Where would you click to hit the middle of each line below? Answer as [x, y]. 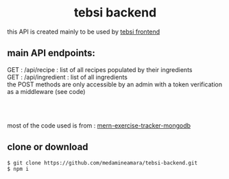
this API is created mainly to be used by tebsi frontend [84, 32]
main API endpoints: [51, 53]
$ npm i [18, 169]
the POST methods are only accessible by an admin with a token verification [115, 84]
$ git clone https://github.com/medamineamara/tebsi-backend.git [102, 163]
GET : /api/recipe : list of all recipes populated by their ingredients [100, 69]
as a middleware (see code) [46, 91]
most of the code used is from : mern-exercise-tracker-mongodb [99, 126]
